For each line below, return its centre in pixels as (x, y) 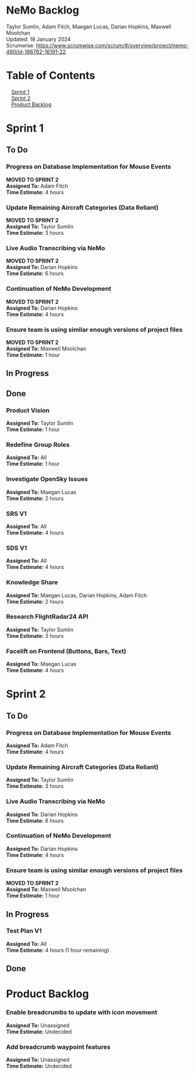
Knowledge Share (32, 582)
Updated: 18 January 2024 (39, 39)
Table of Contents (51, 76)
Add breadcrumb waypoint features (58, 1047)
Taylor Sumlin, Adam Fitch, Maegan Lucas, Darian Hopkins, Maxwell (89, 27)
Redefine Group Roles (38, 444)
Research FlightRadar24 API (47, 617)
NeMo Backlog (43, 10)
